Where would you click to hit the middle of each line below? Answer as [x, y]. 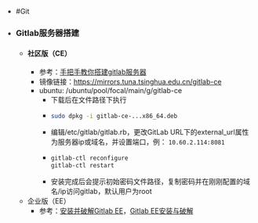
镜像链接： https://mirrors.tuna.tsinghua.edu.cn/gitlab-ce [130, 82]
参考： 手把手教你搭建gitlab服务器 [93, 72]
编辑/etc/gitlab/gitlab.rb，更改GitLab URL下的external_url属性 [150, 132]
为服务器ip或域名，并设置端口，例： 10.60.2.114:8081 [138, 142]
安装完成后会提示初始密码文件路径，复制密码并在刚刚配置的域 [151, 181]
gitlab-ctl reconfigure [89, 158]
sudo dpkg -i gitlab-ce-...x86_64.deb [114, 117]
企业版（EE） [49, 201]
